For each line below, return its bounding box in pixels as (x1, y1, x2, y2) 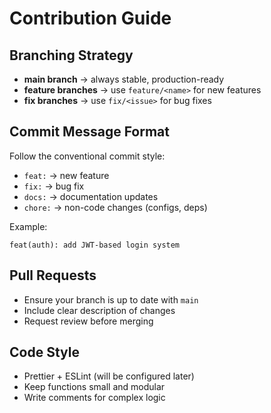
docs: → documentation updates (23, 190, 159, 202)
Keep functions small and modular (23, 381, 166, 393)
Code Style (9, 344, 80, 361)
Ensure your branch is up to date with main (23, 293, 199, 306)
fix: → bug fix (23, 180, 85, 192)
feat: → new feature (23, 169, 110, 181)
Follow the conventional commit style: (9, 150, 166, 162)
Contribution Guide (9, 7, 172, 30)
